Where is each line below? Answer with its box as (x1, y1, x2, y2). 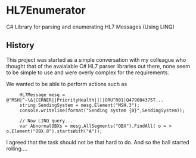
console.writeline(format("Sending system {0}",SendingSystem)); (19, 108, 185, 113)
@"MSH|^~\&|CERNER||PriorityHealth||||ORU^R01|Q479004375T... (6, 97, 164, 103)
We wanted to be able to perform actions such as (6, 80, 127, 87)
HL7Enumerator (6, 4, 86, 17)
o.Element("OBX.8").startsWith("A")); (6, 128, 102, 134)
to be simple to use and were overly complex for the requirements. (6, 69, 170, 76)
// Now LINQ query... (19, 118, 73, 124)
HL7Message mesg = (19, 91, 66, 98)
